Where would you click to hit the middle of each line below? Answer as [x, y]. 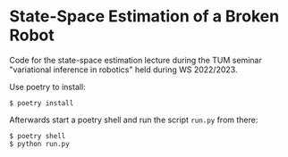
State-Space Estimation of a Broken [144, 17]
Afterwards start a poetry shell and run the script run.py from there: [134, 120]
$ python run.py [39, 144]
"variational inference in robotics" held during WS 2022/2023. [123, 70]
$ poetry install [42, 103]
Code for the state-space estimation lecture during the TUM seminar [136, 60]
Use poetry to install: [48, 87]
